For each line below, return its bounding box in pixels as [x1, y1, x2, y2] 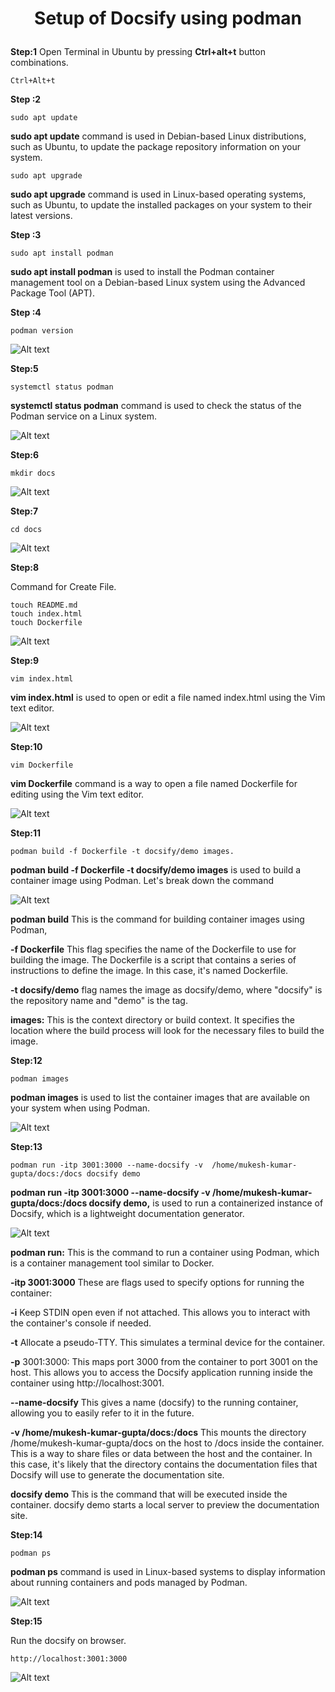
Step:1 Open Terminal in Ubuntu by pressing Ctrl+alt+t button [10, 46, 266, 58]
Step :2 [10, 93, 42, 106]
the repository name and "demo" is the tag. [10, 995, 188, 1007]
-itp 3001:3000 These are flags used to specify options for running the [10, 1277, 305, 1289]
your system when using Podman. [10, 1102, 151, 1114]
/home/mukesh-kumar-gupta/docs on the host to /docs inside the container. [10, 1437, 325, 1449]
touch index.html [10, 609, 83, 619]
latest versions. [10, 210, 73, 222]
